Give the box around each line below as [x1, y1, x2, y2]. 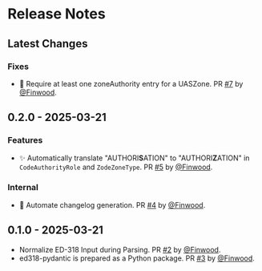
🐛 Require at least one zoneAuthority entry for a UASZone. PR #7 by [18, 79, 244, 88]
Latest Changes [7, 37, 88, 51]
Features [7, 135, 43, 146]
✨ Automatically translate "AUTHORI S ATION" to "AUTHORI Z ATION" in [18, 153, 250, 163]
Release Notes [7, 5, 106, 23]
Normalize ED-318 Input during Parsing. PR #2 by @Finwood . [18, 245, 221, 254]
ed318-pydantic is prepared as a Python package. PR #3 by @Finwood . [18, 253, 256, 263]
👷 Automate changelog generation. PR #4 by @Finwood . [18, 200, 206, 209]
